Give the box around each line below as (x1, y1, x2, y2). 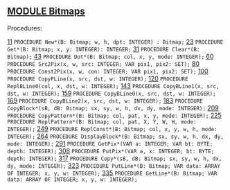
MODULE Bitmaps (7, 6, 85, 17)
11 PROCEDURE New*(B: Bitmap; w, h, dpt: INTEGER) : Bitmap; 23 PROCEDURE (7, 37, 224, 46)
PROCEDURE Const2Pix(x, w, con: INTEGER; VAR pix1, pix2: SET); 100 (7, 67, 209, 75)
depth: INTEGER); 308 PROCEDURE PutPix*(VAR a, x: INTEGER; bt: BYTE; (7, 146, 215, 155)
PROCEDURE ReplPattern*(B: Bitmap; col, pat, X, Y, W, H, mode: (7, 118, 197, 126)
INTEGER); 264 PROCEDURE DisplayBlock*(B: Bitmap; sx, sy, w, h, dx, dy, (7, 132, 224, 140)
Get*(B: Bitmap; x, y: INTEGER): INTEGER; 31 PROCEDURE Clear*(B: (7, 44, 200, 53)
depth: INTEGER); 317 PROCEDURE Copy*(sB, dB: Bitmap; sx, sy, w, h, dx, (7, 154, 222, 162)
